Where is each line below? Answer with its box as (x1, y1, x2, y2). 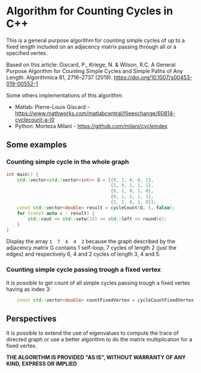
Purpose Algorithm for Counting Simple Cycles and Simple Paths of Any (6, 67, 184, 74)
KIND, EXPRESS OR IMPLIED (6, 360, 77, 368)
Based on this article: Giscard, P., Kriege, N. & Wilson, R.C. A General (6, 61, 176, 68)
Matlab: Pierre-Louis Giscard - (14, 103, 90, 110)
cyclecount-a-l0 (14, 116, 55, 123)
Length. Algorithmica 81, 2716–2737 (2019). (6, 74, 112, 81)
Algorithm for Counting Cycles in (6, 4, 173, 18)
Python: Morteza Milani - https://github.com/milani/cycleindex (14, 122, 168, 129)
